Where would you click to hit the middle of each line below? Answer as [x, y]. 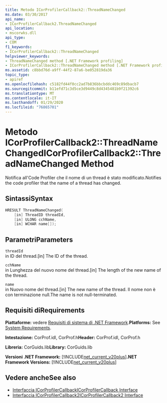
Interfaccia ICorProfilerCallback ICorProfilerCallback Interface [75, 390]
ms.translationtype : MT [30, 93]
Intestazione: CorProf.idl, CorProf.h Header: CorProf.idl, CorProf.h [73, 337]
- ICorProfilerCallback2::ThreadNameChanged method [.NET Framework [78, 65]
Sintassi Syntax [29, 199]
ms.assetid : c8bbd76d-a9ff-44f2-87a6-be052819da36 [59, 70]
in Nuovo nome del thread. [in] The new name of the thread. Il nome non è [80, 290]
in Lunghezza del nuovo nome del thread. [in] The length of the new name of [83, 270]
